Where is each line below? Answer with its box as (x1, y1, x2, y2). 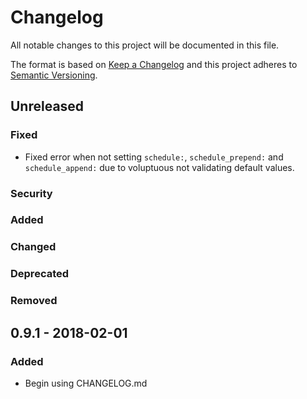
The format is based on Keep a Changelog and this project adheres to (10, 58, 298, 70)
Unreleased (10, 98, 85, 115)
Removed (10, 294, 58, 308)
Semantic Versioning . (10, 69, 98, 81)
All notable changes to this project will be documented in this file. (10, 39, 280, 51)
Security (10, 186, 53, 200)
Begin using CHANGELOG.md (24, 377, 148, 389)
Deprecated (10, 267, 70, 281)
